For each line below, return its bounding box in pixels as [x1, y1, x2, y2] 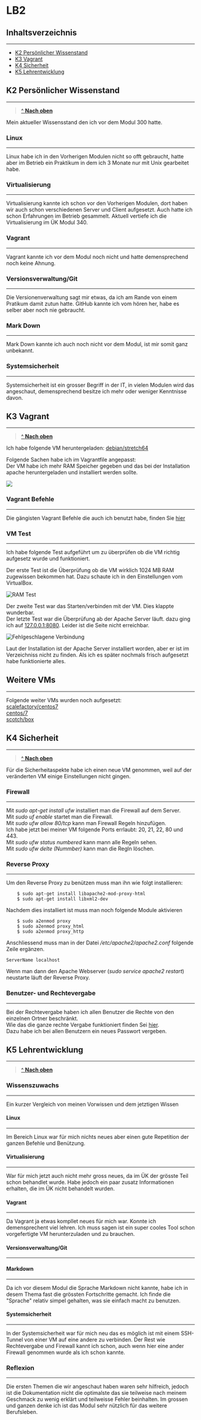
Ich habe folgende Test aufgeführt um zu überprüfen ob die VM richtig [6, 549, 180, 555]
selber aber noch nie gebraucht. [6, 306, 86, 314]
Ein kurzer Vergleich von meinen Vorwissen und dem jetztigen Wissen [6, 1100, 179, 1108]
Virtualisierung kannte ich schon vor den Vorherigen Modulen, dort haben [6, 200, 188, 207]
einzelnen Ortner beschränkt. [6, 1015, 79, 1022]
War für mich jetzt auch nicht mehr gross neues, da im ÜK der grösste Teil [6, 1172, 188, 1180]
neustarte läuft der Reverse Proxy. [6, 974, 90, 981]
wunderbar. [6, 609, 35, 616]
